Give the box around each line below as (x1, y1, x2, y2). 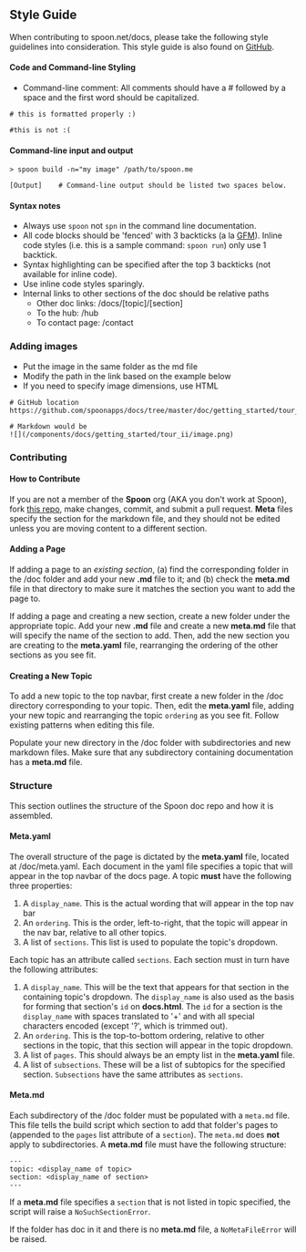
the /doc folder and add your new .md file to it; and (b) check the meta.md (9, 574, 291, 585)
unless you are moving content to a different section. (9, 523, 208, 533)
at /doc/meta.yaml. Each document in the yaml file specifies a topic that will (9, 861, 293, 872)
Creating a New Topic (9, 670, 93, 681)
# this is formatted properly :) (9, 109, 137, 119)
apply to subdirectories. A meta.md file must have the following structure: (9, 1139, 287, 1150)
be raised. (9, 1233, 47, 1244)
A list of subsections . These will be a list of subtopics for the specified (22, 1059, 286, 1070)
